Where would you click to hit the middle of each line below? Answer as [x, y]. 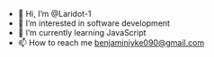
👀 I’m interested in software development [94, 23]
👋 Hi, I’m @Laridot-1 [54, 14]
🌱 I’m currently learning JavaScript [82, 33]
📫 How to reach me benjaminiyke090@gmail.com [111, 43]
